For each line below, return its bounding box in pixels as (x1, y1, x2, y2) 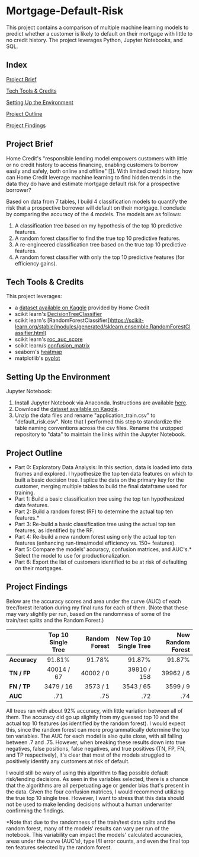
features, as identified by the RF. (14, 527, 94, 534)
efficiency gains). (14, 260, 57, 267)
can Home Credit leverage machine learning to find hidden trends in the (6, 173, 181, 181)
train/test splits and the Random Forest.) (6, 616, 104, 624)
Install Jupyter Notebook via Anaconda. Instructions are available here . (14, 399, 188, 406)
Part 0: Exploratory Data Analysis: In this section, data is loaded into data (14, 464, 192, 470)
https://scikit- (111, 317, 144, 324)
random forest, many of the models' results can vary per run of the (6, 824, 169, 832)
